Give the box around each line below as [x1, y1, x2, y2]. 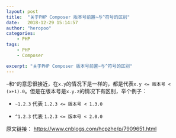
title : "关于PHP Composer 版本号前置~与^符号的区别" [6, 14, 130, 20]
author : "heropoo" [6, 25, 52, 31]
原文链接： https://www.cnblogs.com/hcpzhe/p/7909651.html [6, 125, 157, 132]
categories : [6, 31, 36, 37]
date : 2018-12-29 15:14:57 [6, 19, 78, 25]
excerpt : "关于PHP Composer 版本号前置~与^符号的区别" [6, 63, 133, 69]
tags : [6, 42, 20, 48]
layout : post [6, 8, 39, 15]
